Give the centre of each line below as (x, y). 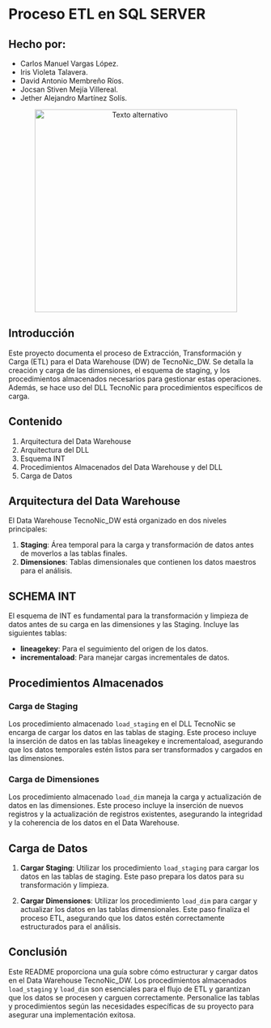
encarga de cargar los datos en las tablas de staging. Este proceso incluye (133, 732)
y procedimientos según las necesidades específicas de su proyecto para (131, 1006)
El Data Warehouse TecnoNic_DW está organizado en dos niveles (118, 521)
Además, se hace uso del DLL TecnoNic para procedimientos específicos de (135, 387)
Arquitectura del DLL (55, 449)
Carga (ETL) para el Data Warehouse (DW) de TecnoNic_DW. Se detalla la (131, 361)
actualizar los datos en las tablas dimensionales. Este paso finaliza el (135, 910)
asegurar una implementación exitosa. (72, 1014)
